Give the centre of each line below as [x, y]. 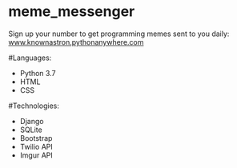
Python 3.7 [38, 73]
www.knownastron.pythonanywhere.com [76, 42]
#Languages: [30, 58]
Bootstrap [36, 138]
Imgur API [36, 155]
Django [32, 121]
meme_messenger [72, 12]
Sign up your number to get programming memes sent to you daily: [119, 34]
